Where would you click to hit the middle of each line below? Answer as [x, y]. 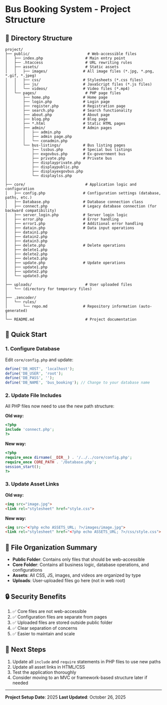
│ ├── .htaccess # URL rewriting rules [69, 63]
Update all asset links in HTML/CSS [49, 667]
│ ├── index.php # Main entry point [65, 58]
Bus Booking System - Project [68, 9]
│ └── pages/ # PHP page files [63, 93]
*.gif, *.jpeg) [21, 76]
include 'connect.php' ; [30, 430]
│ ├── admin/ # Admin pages [59, 128]
